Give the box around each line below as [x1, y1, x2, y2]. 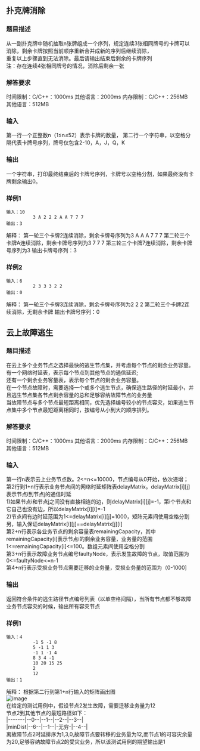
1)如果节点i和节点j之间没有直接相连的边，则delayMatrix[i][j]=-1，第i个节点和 [6, 498, 192, 505]
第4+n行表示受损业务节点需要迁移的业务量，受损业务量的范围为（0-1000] [6, 564, 187, 571]
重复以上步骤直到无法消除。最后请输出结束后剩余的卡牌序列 [6, 54, 152, 61]
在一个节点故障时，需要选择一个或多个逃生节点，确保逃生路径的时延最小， [6, 384, 189, 391]
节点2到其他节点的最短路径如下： [6, 709, 88, 717]
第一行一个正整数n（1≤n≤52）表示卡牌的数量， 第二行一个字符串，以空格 [6, 132, 186, 139]
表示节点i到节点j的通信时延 [6, 491, 71, 498]
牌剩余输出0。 [6, 178, 41, 185]
